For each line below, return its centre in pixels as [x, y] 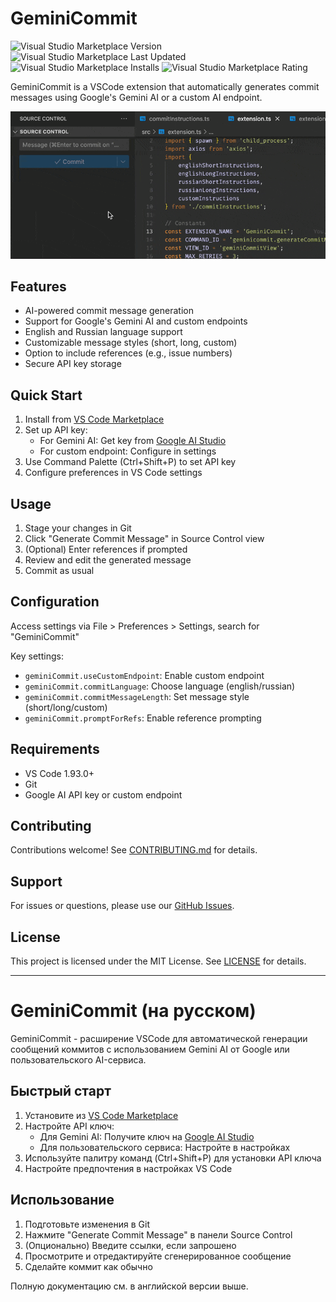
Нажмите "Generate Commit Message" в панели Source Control [158, 1234]
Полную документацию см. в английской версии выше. [129, 1286]
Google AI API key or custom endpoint [103, 794]
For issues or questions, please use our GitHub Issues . [122, 906]
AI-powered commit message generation [109, 311]
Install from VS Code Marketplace [94, 419]
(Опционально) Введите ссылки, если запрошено [130, 1245]
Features [38, 286]
